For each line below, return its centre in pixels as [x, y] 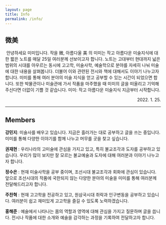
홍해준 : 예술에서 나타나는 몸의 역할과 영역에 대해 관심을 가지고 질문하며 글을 [78, 211]
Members [20, 120]
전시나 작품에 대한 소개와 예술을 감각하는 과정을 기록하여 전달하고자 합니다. [83, 217]
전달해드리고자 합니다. [26, 184]
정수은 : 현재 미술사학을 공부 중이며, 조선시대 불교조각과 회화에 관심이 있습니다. [81, 172]
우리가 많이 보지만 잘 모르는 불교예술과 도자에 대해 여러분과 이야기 [83, 155]
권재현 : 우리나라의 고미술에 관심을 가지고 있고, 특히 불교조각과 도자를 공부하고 [80, 149]
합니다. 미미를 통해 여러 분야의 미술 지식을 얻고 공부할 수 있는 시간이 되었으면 [79, 77]
